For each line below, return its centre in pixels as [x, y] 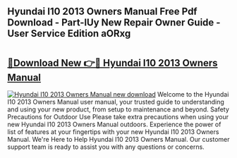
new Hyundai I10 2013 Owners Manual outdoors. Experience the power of [114, 124]
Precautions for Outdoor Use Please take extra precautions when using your [118, 117]
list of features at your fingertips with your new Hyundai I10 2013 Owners [113, 132]
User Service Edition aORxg [69, 34]
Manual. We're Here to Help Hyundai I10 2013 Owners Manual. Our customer [119, 139]
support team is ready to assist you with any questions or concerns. [106, 147]
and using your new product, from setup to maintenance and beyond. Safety [118, 109]
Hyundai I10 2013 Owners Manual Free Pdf [102, 12]
